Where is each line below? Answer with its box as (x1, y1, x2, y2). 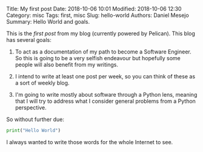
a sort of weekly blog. (15, 79, 70, 86)
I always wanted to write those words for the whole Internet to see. (6, 138, 173, 145)
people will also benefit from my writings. (15, 61, 118, 68)
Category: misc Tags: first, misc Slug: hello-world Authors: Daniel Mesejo (6, 12, 189, 19)
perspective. (15, 104, 47, 111)
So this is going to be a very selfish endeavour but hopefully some (15, 55, 181, 61)
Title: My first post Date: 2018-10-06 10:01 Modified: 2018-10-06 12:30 (6, 5, 182, 12)
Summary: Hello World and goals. (6, 18, 90, 25)
